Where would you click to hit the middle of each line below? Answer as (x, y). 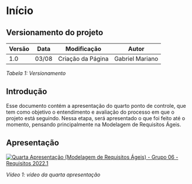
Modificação (83, 49)
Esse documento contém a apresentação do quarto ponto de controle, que (96, 105)
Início (20, 11)
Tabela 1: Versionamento (36, 73)
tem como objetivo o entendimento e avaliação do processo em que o (90, 112)
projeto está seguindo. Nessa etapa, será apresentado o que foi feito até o (96, 118)
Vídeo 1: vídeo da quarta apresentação (53, 175)
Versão (19, 49)
